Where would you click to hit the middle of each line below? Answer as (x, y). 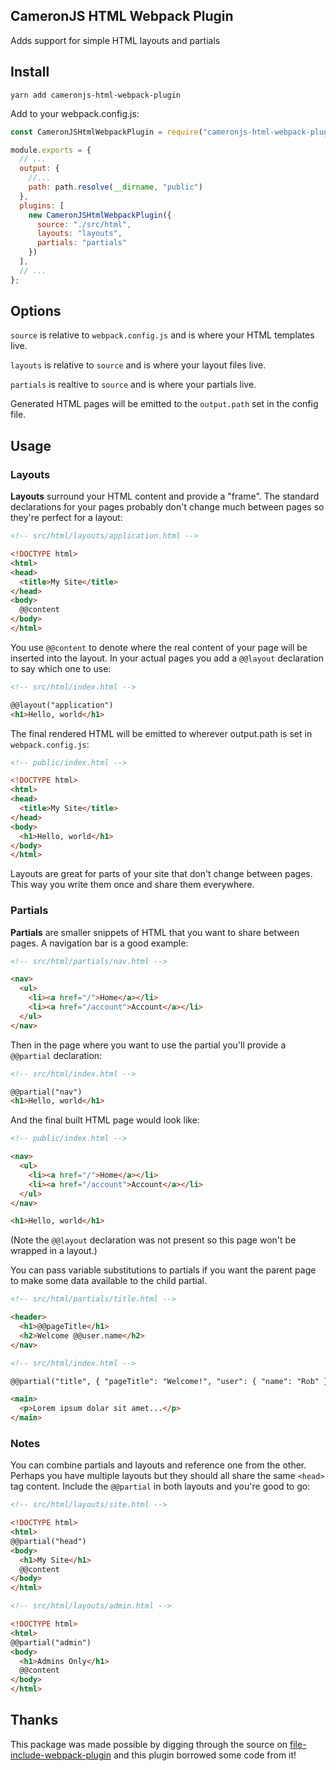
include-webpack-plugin (61, 1755)
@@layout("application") (62, 705)
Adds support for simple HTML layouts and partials (115, 40)
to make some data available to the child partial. (109, 1281)
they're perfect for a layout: (66, 518)
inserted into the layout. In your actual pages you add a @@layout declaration (167, 658)
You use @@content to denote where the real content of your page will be (159, 647)
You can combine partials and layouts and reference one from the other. (158, 1465)
